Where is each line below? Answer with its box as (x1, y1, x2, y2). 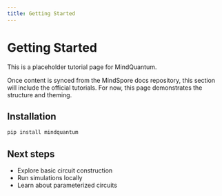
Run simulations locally (17, 174, 83, 182)
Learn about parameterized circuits (17, 181, 117, 190)
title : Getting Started (7, 10, 76, 17)
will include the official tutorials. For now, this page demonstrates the (7, 84, 203, 92)
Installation (7, 110, 57, 122)
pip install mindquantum (7, 129, 79, 136)
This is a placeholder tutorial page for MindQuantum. (7, 63, 157, 71)
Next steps (7, 148, 55, 159)
